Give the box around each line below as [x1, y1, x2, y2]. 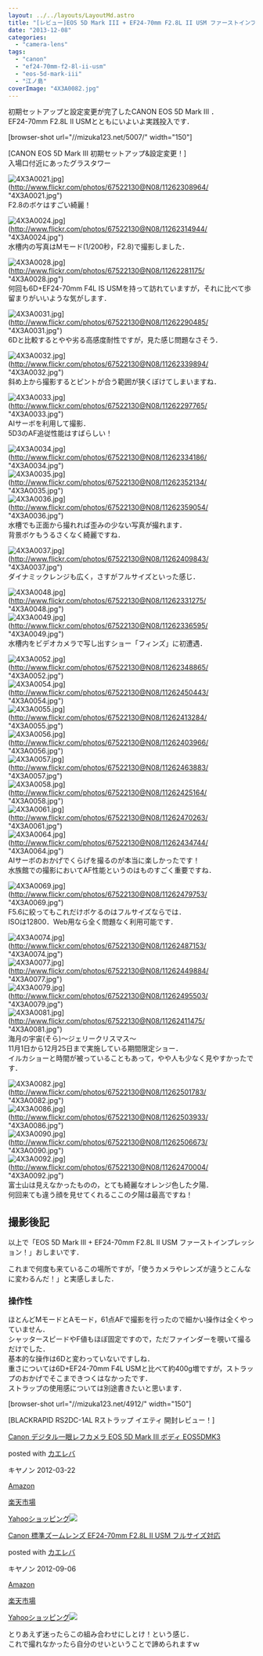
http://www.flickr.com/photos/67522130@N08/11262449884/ [10, 966, 209, 976]
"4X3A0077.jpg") [8, 975, 63, 984]
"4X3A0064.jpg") [8, 846, 64, 856]
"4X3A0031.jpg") [8, 326, 63, 335]
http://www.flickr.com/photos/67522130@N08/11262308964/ [10, 182, 209, 192]
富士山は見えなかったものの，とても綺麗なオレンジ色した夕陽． [8, 1180, 214, 1190]
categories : [8, 33, 47, 42]
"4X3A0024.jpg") [8, 233, 64, 242]
